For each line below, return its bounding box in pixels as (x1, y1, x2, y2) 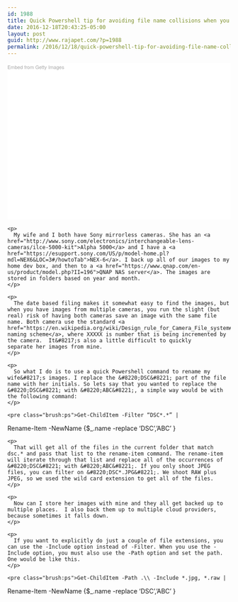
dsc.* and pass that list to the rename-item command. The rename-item (7, 450, 223, 457)
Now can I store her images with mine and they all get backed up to (13, 500, 223, 507)
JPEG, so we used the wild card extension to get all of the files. (7, 475, 214, 482)
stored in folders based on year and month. (7, 275, 141, 282)
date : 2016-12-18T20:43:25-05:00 (7, 23, 106, 31)
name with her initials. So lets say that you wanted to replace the (7, 381, 217, 388)
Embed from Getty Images (7, 63, 65, 71)
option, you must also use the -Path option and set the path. (33, 549, 223, 557)
